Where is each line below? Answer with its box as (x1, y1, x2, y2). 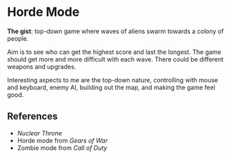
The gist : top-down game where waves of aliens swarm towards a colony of (7, 27, 224, 35)
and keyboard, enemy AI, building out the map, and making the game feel (7, 83, 216, 91)
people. (7, 34, 29, 42)
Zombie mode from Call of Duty (17, 143, 108, 152)
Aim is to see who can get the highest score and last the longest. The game (7, 48, 222, 56)
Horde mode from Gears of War (17, 136, 108, 144)
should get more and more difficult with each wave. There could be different (7, 55, 224, 63)
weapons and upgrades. (7, 62, 77, 71)
